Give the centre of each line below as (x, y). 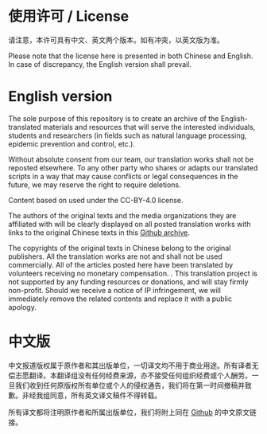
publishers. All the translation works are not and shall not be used (115, 256)
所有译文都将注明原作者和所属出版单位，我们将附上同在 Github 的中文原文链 (132, 412)
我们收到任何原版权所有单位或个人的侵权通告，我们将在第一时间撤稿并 (130, 385)
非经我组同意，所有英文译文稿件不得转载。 (91, 395)
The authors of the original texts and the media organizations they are (122, 215)
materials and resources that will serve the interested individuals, (149, 127)
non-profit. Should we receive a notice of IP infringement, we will (114, 290)
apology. (23, 307)
